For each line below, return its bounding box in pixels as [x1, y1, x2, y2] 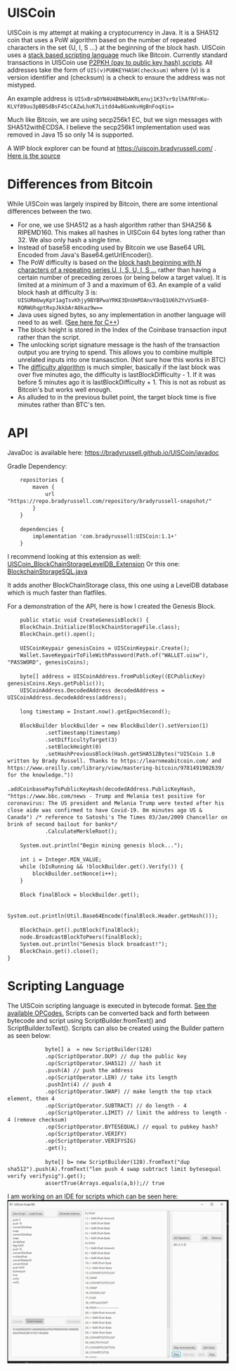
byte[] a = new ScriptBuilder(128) [44, 1046, 152, 1053]
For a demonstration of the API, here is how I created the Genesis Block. [7, 602, 216, 610]
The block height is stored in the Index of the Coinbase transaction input [17, 325, 227, 334]
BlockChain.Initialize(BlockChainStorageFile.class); [20, 624, 181, 631]
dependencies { [20, 526, 65, 533]
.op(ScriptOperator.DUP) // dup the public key [44, 1053, 188, 1060]
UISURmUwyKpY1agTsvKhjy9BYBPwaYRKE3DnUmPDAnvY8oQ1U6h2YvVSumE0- [17, 297, 210, 304]
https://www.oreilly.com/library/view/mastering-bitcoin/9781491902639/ [7, 764, 225, 771]
